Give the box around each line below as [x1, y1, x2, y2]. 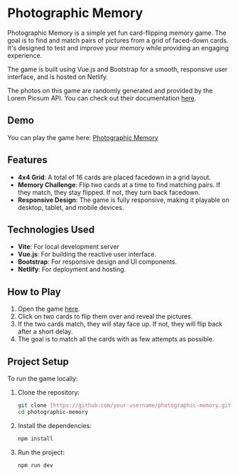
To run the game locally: [7, 375, 78, 383]
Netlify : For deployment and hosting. [17, 265, 126, 274]
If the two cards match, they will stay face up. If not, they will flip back [17, 320, 223, 329]
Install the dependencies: [17, 421, 92, 429]
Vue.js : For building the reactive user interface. [17, 250, 156, 259]
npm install [17, 435, 53, 442]
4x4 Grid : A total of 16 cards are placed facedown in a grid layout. [17, 173, 212, 181]
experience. [7, 51, 43, 60]
